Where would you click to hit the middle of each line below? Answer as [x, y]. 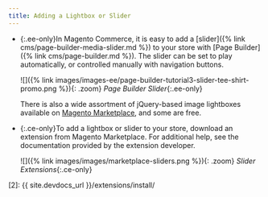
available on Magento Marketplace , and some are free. [111, 113]
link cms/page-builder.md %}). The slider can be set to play [134, 55]
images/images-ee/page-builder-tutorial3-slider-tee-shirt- [152, 80]
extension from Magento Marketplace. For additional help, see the [129, 137]
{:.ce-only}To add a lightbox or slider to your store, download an [126, 128]
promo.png [38, 88]
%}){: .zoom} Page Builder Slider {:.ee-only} [130, 88]
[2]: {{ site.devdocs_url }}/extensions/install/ [82, 185]
